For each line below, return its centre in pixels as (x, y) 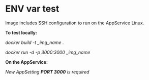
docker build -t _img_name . (35, 42)
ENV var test (32, 9)
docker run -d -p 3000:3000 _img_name (48, 52)
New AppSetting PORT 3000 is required (47, 72)
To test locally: (21, 32)
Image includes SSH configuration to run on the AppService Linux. (75, 23)
